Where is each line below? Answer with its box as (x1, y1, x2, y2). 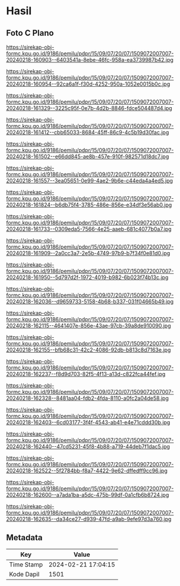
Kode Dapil (9, 570, 40, 578)
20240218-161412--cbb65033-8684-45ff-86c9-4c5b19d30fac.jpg (6, 129, 169, 136)
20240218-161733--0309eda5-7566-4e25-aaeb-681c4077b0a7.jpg (6, 225, 172, 233)
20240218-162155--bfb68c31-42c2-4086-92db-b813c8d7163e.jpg (6, 346, 171, 353)
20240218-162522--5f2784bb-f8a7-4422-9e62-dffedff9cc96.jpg (6, 467, 168, 474)
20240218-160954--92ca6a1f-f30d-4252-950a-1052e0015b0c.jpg (6, 80, 170, 87)
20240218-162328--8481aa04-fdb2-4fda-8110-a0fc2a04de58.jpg (6, 394, 169, 402)
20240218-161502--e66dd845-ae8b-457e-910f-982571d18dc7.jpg (6, 153, 169, 160)
